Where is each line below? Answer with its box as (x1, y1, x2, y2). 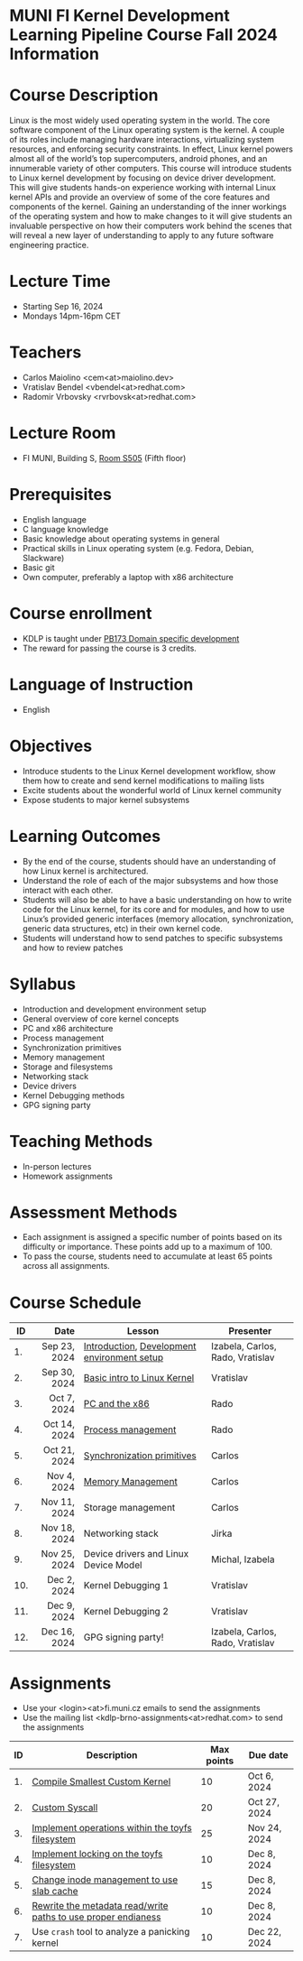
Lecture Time (9, 272, 111, 291)
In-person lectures (22, 1161, 92, 1171)
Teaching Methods (9, 1131, 153, 1152)
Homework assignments (22, 1170, 113, 1181)
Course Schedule (9, 1292, 142, 1313)
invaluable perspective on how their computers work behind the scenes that (9, 220, 292, 231)
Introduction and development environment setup (22, 1004, 207, 1014)
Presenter (228, 1325, 272, 1337)
